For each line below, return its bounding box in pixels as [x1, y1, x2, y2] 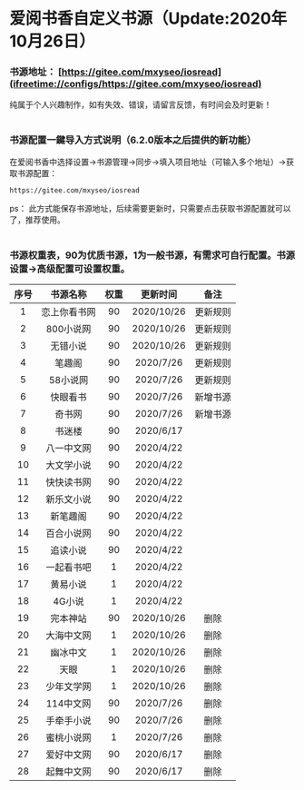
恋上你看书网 [41, 306, 97, 319]
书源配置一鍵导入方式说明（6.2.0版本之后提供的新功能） [9, 133, 257, 146]
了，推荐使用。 [9, 214, 65, 225]
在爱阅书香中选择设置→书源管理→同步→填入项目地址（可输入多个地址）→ [9, 156, 287, 167]
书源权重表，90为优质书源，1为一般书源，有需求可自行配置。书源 [9, 249, 296, 262]
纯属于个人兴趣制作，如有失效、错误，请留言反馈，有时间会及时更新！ [9, 99, 272, 110]
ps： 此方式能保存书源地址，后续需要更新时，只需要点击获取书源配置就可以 [9, 202, 291, 213]
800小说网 [45, 323, 92, 336]
